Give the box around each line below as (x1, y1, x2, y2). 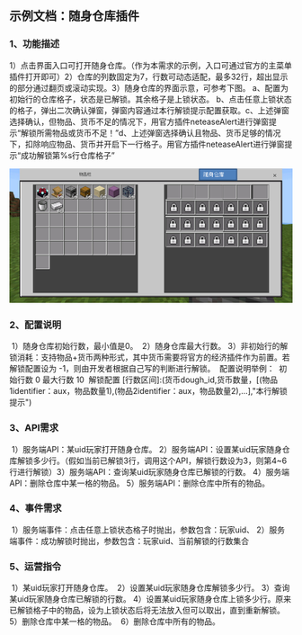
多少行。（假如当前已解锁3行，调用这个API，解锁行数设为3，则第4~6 (32, 455, 288, 466)
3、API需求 (9, 422, 59, 434)
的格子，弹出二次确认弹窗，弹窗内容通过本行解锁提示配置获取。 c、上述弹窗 (9, 104, 289, 115)
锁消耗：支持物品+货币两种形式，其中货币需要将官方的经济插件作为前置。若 (9, 352, 290, 362)
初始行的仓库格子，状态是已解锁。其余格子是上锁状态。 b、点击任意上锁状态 (9, 94, 292, 104)
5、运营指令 (9, 560, 61, 573)
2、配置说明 (9, 318, 62, 331)
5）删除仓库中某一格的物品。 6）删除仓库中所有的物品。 (9, 616, 220, 627)
